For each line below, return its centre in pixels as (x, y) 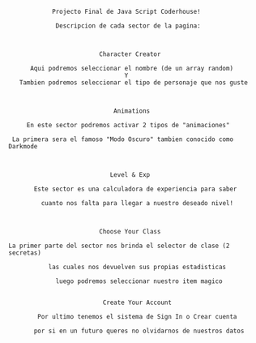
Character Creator (130, 54)
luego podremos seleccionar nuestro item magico (139, 281)
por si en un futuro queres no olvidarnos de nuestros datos (139, 331)
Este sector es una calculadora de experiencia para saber (135, 189)
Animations (132, 111)
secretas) (25, 253)
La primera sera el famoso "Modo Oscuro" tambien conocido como (122, 139)
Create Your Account (137, 302)
